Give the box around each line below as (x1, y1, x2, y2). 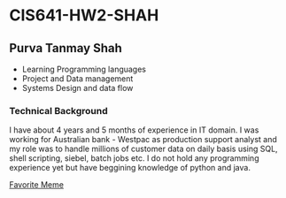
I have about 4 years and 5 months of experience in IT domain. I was (9, 125, 259, 135)
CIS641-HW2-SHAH (9, 5, 159, 26)
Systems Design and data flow (21, 83, 134, 93)
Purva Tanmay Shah (9, 41, 122, 56)
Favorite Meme (9, 179, 65, 190)
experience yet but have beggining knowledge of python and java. (9, 163, 251, 173)
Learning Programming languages (21, 64, 147, 74)
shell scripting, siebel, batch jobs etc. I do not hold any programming (9, 153, 259, 164)
